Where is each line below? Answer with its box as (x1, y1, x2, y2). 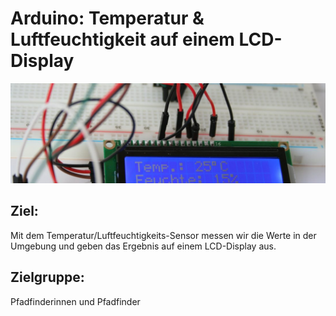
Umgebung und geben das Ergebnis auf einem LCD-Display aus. (10, 240, 277, 252)
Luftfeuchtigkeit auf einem (10, 28, 235, 51)
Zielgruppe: (10, 269, 85, 286)
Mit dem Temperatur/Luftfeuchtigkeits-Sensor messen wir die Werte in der (10, 229, 317, 241)
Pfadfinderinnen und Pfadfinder (10, 295, 141, 307)
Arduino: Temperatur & (10, 7, 205, 30)
